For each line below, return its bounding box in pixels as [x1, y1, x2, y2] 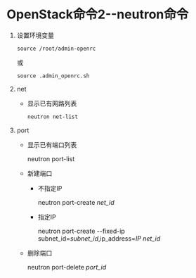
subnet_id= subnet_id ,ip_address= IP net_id [37, 234, 161, 243]
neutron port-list [27, 154, 75, 163]
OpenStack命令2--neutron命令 [6, 6, 189, 23]
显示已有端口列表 [27, 140, 77, 149]
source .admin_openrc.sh [16, 72, 90, 80]
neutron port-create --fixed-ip [37, 227, 126, 235]
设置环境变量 [16, 31, 54, 39]
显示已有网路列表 [27, 99, 77, 108]
